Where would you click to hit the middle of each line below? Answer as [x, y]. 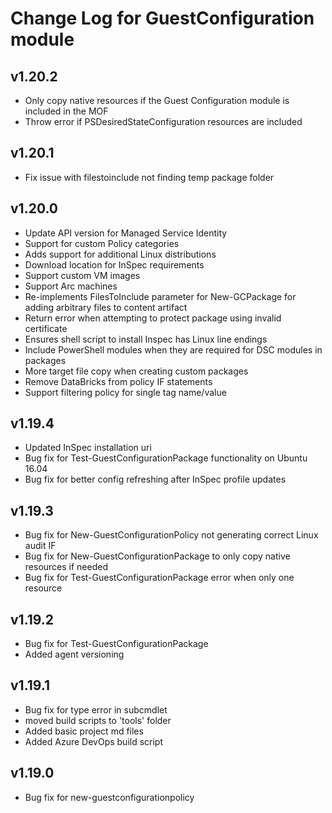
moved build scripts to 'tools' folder [98, 720]
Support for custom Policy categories [102, 243]
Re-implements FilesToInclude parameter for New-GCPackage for [160, 296]
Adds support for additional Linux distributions [120, 254]
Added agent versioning [74, 654]
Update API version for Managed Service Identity [126, 233]
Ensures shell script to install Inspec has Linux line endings [146, 339]
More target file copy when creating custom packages [136, 371]
